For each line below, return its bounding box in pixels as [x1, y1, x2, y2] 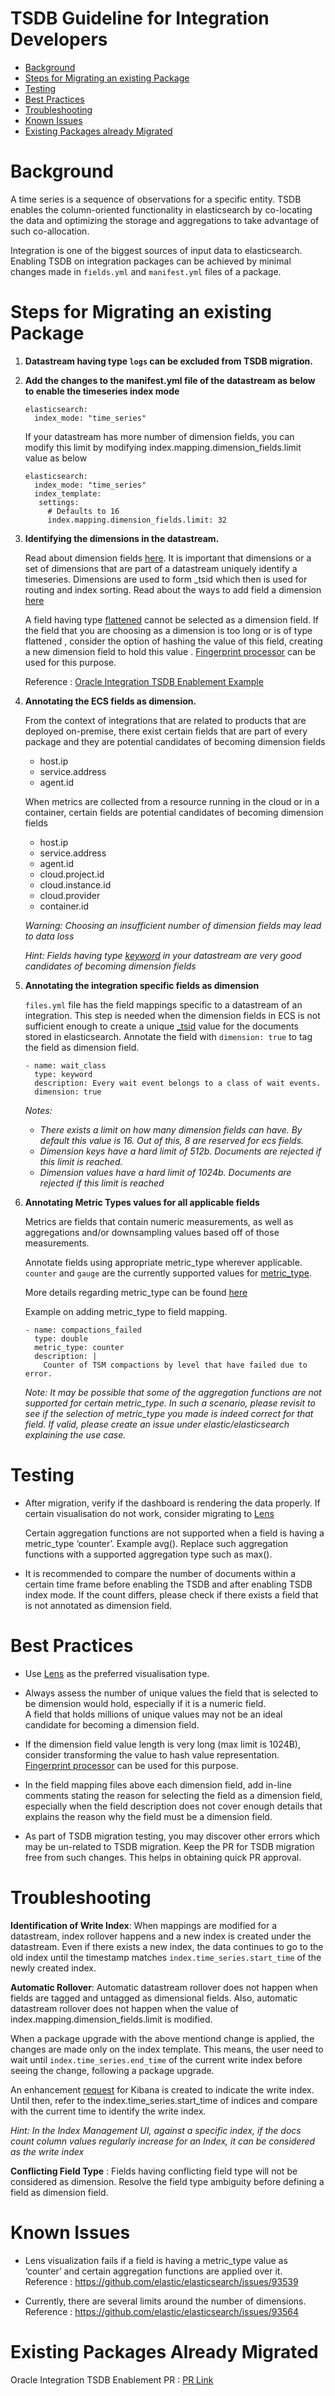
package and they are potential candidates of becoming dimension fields [24, 735, 326, 747]
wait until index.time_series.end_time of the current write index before [10, 2053, 303, 2066]
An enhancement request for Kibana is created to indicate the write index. [10, 2083, 315, 2096]
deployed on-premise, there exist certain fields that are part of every [24, 725, 308, 737]
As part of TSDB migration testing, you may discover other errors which [24, 1830, 320, 1842]
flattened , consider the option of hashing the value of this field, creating [24, 635, 323, 647]
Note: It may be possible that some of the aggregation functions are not [24, 1386, 322, 1398]
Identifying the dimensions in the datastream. [24, 532, 220, 544]
